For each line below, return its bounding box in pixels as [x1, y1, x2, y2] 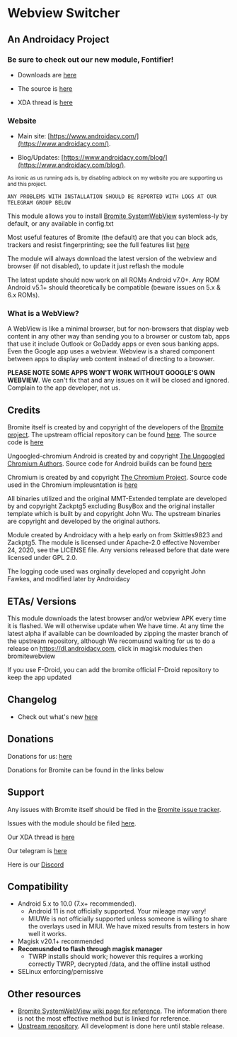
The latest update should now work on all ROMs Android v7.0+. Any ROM [7, 275, 221, 285]
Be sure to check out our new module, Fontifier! [7, 55, 174, 65]
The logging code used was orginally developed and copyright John [7, 567, 207, 576]
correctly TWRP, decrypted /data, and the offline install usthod [28, 960, 211, 968]
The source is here [17, 84, 73, 93]
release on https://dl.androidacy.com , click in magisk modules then [7, 644, 203, 653]
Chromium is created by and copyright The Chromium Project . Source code [7, 473, 228, 482]
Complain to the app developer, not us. [7, 383, 120, 392]
